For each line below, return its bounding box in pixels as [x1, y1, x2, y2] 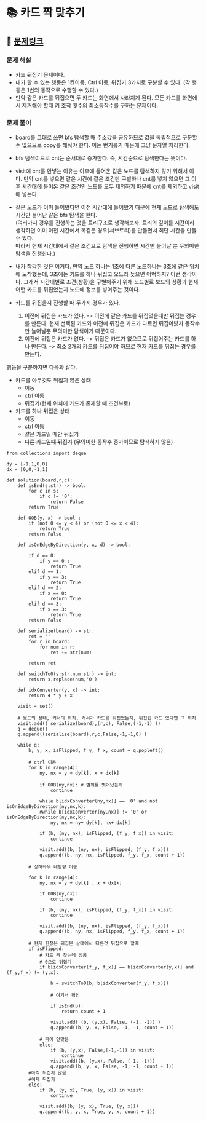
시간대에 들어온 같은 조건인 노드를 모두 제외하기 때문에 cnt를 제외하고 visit [22, 183, 199, 191]
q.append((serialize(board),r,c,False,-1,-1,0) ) [17, 731, 148, 738]
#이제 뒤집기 [28, 1077, 55, 1083]
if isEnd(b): [50, 1003, 84, 1009]
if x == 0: [39, 590, 68, 596]
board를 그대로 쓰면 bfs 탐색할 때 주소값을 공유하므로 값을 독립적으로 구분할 [15, 133, 198, 141]
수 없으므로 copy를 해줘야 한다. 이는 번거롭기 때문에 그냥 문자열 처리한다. [15, 141, 191, 149]
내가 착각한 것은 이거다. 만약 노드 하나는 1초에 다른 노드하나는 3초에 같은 [15, 263, 188, 271]
